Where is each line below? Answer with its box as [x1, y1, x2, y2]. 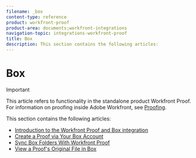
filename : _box [6, 8, 43, 15]
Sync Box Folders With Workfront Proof [14, 139, 110, 146]
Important [6, 86, 30, 93]
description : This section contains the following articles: [6, 42, 159, 48]
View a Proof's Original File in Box [14, 145, 97, 152]
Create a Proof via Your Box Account [14, 133, 104, 140]
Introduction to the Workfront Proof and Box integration [14, 126, 148, 133]
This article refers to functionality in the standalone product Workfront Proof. [6, 98, 191, 105]
